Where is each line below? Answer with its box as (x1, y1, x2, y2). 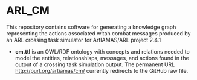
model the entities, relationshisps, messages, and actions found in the (15, 54, 189, 61)
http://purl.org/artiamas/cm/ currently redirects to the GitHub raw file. (15, 67, 189, 74)
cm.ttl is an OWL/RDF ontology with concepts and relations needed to (15, 48, 190, 55)
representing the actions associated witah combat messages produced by (6, 29, 191, 37)
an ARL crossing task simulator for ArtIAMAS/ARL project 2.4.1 (6, 36, 161, 43)
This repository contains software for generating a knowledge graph (6, 23, 176, 31)
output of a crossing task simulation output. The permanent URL (15, 61, 175, 68)
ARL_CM (6, 4, 50, 17)
